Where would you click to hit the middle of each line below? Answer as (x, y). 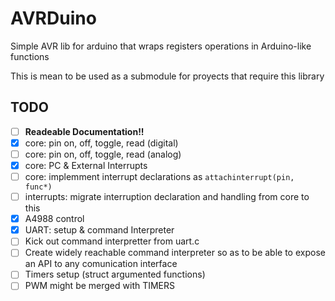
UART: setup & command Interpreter (99, 230)
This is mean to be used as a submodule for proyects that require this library (167, 76)
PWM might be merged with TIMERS (100, 286)
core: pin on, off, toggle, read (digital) (101, 143)
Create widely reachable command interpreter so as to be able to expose (175, 253)
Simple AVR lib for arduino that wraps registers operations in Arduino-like (161, 46)
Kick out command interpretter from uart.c (112, 241)
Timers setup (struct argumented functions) (115, 274)
